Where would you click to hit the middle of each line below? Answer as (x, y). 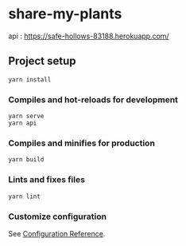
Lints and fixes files (47, 180)
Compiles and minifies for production (81, 143)
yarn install (30, 79)
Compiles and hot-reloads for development (93, 99)
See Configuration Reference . (57, 233)
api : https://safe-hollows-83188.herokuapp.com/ (89, 36)
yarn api (23, 123)
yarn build (26, 160)
